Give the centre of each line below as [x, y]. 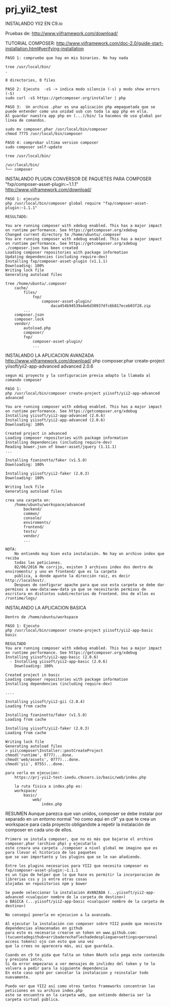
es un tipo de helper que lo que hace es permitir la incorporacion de [82, 875]
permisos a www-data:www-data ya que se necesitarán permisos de [76, 589]
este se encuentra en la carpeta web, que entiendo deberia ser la [78, 995]
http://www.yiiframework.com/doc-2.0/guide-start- [110, 43]
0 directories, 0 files [30, 80]
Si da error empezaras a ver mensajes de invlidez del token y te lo [80, 964]
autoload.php [37, 328]
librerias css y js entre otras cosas [46, 879]
